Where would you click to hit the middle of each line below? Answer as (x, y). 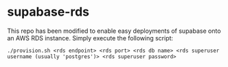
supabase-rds (48, 12)
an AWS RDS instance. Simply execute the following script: (90, 38)
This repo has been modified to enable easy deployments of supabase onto (114, 31)
